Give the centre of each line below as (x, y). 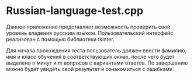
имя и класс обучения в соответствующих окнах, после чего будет (90, 56)
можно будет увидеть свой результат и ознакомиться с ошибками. (90, 69)
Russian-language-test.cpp (75, 11)
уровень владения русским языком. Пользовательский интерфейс (90, 33)
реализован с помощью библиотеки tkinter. (60, 39)
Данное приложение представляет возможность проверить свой (88, 27)
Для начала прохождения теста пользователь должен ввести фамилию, (96, 50)
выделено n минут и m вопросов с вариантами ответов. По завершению (97, 63)
